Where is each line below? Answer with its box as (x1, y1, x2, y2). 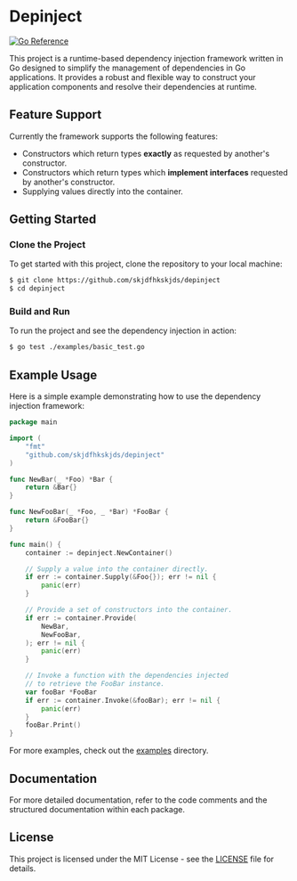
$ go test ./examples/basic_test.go (9, 343, 145, 352)
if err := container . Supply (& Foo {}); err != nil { (25, 573, 217, 582)
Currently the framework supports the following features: (9, 131, 219, 142)
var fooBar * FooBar (25, 688, 98, 697)
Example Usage (9, 367, 98, 382)
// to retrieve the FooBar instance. (25, 680, 165, 689)
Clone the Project (9, 239, 86, 251)
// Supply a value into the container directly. (25, 564, 209, 574)
